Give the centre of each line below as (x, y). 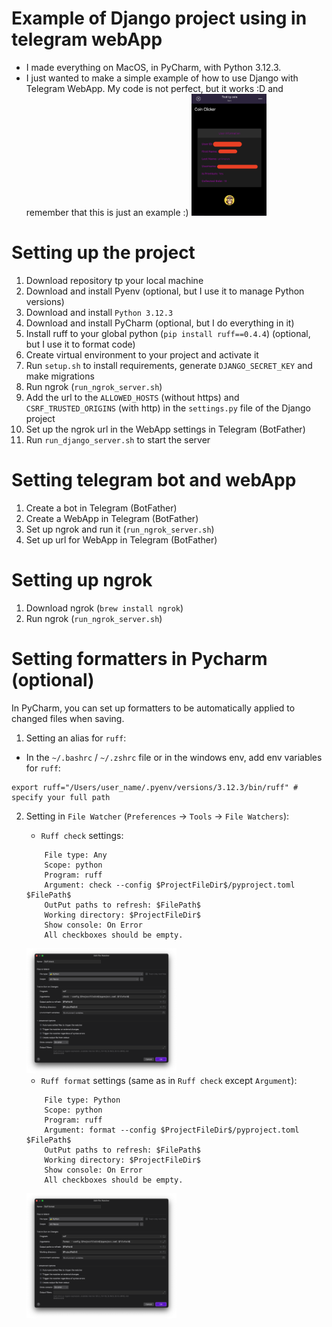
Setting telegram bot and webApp (154, 479)
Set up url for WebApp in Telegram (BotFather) (121, 539)
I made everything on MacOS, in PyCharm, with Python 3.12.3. (153, 67)
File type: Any (76, 855)
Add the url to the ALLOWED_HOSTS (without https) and (132, 397)
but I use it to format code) (80, 344)
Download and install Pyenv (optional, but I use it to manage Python (165, 291)
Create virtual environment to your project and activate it (142, 354)
